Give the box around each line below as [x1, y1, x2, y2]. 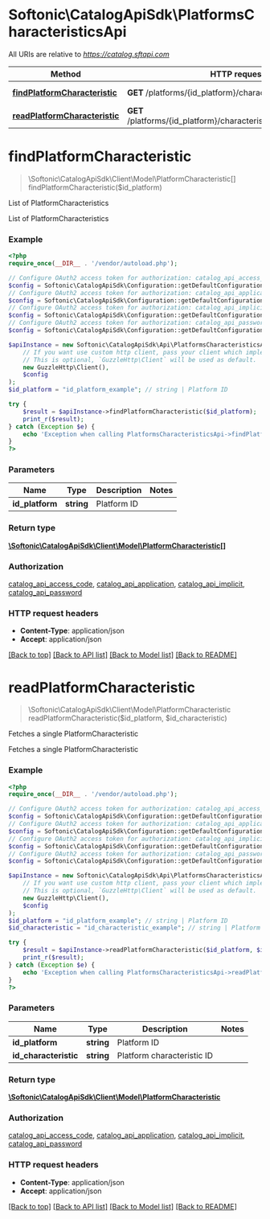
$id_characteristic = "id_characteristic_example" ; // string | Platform [8, 924, 261, 932]
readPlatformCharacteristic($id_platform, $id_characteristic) [27, 713, 227, 723]
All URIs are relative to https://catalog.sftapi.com [8, 49, 170, 59]
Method [51, 68, 82, 80]
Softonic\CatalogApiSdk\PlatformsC [8, 6, 256, 24]
